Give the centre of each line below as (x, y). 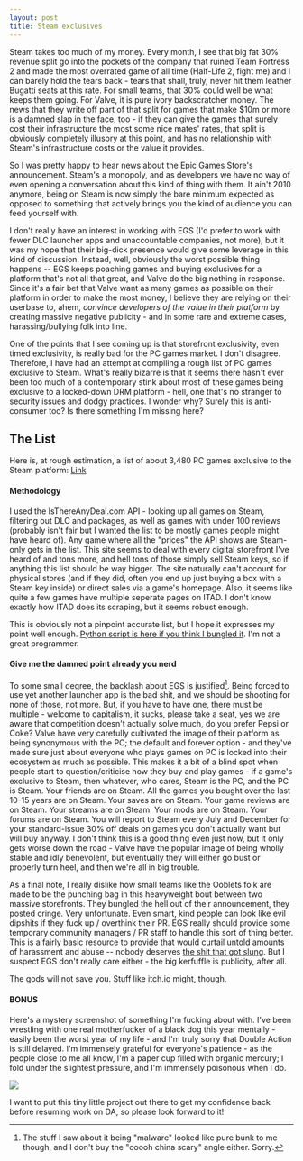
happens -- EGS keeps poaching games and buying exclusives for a (136, 269)
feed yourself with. (44, 213)
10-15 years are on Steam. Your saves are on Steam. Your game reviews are (150, 800)
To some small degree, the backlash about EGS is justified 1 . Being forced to (149, 684)
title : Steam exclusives (56, 26)
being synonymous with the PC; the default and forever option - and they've (151, 743)
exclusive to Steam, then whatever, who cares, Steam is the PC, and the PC (149, 782)
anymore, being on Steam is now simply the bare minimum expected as (142, 194)
